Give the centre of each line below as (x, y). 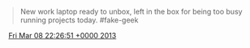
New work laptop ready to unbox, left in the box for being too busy (131, 12)
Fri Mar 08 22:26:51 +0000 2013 (62, 36)
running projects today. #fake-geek (79, 20)
